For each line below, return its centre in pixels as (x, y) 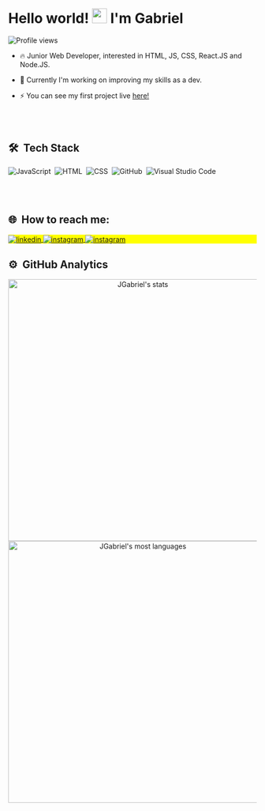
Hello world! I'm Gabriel (96, 19)
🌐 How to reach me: (59, 220)
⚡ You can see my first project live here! (84, 96)
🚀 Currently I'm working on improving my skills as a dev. (111, 80)
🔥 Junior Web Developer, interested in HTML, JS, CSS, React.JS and (131, 55)
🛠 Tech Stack (44, 148)
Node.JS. (35, 64)
